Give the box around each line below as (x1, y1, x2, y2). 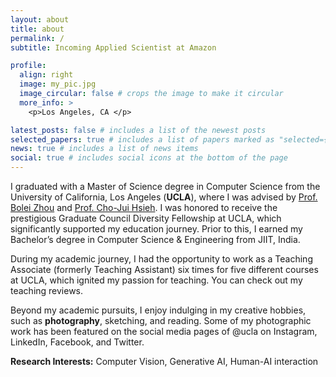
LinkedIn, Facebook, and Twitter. (10, 336, 145, 348)
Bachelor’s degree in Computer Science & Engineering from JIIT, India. (10, 234, 301, 245)
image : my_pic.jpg (19, 79, 97, 90)
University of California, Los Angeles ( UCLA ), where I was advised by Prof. (10, 191, 318, 203)
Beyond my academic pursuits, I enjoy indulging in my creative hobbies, (10, 304, 307, 316)
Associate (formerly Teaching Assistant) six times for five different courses (10, 264, 319, 275)
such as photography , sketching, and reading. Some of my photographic (10, 315, 312, 326)
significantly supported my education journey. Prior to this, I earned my (10, 223, 303, 235)
